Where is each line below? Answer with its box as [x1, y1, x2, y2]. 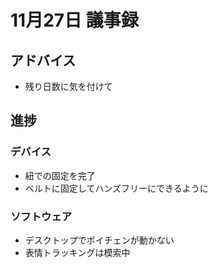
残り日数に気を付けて [24, 81, 113, 92]
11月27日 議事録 [10, 9, 139, 32]
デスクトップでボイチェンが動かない [24, 234, 175, 246]
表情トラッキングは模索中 [24, 246, 131, 258]
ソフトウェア [10, 209, 73, 223]
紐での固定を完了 [24, 169, 96, 181]
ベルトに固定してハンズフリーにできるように [24, 182, 209, 194]
